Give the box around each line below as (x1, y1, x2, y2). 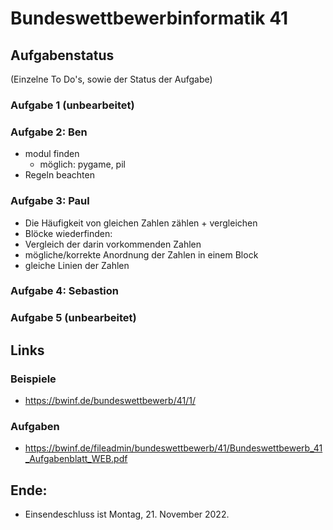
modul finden (24, 148, 80, 160)
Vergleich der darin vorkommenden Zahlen (24, 238, 202, 250)
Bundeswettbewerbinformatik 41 (10, 7, 289, 30)
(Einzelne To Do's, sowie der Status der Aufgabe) (10, 73, 213, 85)
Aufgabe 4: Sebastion (10, 284, 119, 298)
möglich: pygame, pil (39, 158, 126, 171)
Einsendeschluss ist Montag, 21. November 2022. (24, 508, 230, 521)
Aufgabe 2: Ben (10, 125, 88, 139)
